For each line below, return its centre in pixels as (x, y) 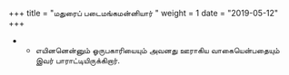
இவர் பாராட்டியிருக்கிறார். (77, 61)
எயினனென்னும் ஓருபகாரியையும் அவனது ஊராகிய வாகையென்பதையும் (157, 50)
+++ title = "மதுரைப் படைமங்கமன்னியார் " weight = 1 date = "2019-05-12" (144, 13)
